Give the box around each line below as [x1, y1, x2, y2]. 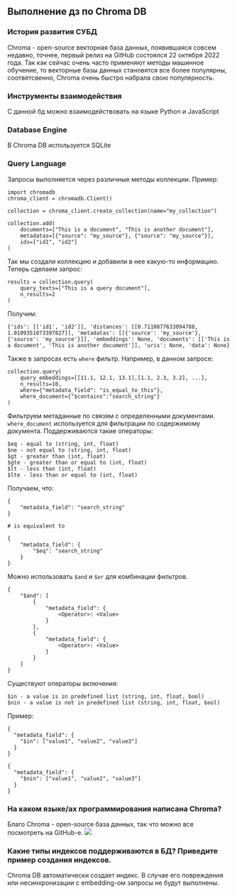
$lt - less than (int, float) [7, 465, 97, 472]
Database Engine [7, 124, 67, 134]
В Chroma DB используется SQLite [7, 141, 111, 150]
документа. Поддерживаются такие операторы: [7, 426, 154, 435]
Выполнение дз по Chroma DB [7, 6, 147, 18]
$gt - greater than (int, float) [7, 452, 106, 460]
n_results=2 [20, 290, 55, 298]
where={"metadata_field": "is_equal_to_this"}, [20, 386, 163, 393]
